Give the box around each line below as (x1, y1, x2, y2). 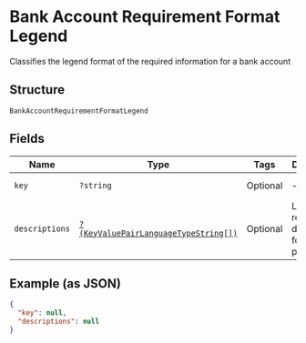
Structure (9, 82, 66, 97)
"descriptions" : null (17, 317, 100, 327)
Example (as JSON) (9, 276, 121, 291)
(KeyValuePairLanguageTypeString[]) (78, 227, 239, 238)
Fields (9, 131, 46, 146)
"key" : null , (17, 308, 67, 318)
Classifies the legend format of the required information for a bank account (9, 55, 291, 66)
